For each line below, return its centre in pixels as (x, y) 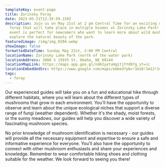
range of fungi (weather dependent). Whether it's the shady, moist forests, (81, 113)
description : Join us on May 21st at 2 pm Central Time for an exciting (81, 23)
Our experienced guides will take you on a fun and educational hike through (82, 92)
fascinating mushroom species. (37, 123)
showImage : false (23, 46)
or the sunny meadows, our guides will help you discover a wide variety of (80, 118)
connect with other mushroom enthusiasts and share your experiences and (81, 148)
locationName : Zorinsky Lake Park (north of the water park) (69, 55)
